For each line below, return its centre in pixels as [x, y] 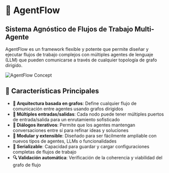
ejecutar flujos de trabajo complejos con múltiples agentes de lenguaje [79, 55]
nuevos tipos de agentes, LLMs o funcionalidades [64, 141]
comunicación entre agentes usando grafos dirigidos [68, 109]
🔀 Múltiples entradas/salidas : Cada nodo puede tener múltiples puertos [88, 114]
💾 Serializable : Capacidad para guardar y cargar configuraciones [81, 146]
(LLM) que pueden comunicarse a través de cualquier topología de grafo [81, 60]
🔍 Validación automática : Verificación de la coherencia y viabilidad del [87, 157]
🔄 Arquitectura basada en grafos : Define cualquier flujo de [75, 103]
